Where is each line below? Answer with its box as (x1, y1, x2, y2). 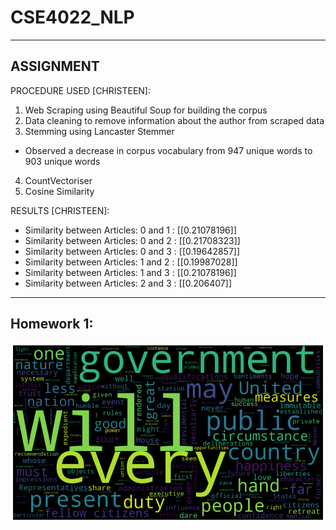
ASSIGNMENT (10, 58, 100, 75)
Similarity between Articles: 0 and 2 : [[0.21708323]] (24, 234, 241, 246)
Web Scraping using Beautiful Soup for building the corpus (24, 104, 268, 116)
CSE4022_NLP (10, 6, 135, 29)
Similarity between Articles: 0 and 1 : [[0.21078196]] (24, 224, 238, 236)
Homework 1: (10, 316, 94, 333)
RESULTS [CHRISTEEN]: (10, 204, 110, 216)
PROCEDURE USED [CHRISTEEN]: (10, 84, 152, 96)
